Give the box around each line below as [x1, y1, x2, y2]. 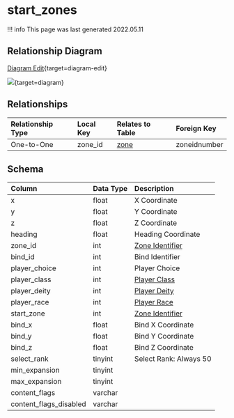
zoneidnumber [175, 139, 224, 149]
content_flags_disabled [10, 399, 86, 409]
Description [134, 184, 174, 194]
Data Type [93, 184, 128, 194]
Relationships [7, 98, 68, 110]
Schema [7, 163, 44, 175]
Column [10, 184, 38, 194]
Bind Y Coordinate [134, 332, 194, 341]
